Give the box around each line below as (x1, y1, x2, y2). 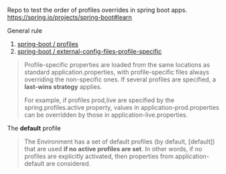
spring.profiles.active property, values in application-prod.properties (23, 104, 220, 111)
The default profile (7, 124, 61, 132)
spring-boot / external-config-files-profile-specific (17, 48, 162, 55)
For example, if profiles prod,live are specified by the (23, 96, 175, 104)
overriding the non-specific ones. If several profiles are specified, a (23, 75, 216, 84)
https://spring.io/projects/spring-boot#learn (7, 13, 133, 21)
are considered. (46, 159, 91, 168)
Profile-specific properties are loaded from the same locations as (23, 61, 210, 68)
